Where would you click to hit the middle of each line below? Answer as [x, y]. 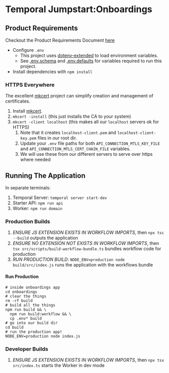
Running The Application [45, 175]
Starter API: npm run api [38, 203]
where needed [35, 160]
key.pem [28, 139]
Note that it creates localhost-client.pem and [68, 132]
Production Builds [28, 222]
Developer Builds [27, 349]
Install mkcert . [27, 111]
